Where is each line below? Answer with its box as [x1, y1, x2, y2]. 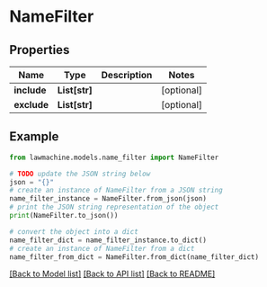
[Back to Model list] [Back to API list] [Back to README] [9, 268, 216, 280]
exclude [13, 99, 49, 111]
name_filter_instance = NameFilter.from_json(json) [9, 194, 207, 203]
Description [101, 69, 153, 81]
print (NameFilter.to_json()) [9, 211, 119, 220]
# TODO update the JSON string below [9, 169, 151, 178]
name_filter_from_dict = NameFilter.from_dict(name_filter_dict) [9, 252, 259, 262]
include [13, 84, 47, 96]
